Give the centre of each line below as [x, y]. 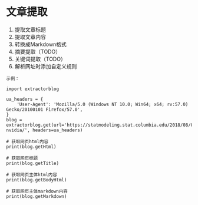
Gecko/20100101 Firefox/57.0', [44, 110]
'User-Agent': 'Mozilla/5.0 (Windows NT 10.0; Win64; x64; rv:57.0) [103, 104]
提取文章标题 [30, 29]
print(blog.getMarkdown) [37, 196]
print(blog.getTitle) [33, 163]
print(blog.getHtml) [32, 147]
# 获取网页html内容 [27, 141]
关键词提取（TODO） [40, 59]
